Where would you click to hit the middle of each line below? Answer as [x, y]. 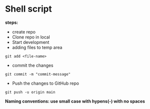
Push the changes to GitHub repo [46, 83]
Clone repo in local [31, 37]
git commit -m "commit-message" [38, 74]
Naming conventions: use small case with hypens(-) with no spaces [75, 101]
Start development [31, 42]
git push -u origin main [30, 92]
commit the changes [33, 65]
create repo [24, 32]
